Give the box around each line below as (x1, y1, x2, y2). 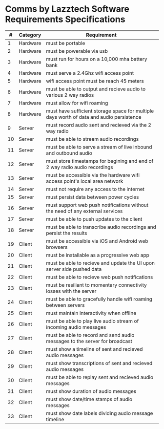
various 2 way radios (46, 91, 94, 98)
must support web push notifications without (46, 201, 149, 208)
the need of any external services (46, 208, 123, 214)
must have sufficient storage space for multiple (46, 107, 154, 114)
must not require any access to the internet (46, 186, 145, 193)
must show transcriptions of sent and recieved (46, 360, 153, 366)
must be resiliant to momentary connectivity (46, 281, 147, 288)
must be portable (46, 40, 85, 46)
